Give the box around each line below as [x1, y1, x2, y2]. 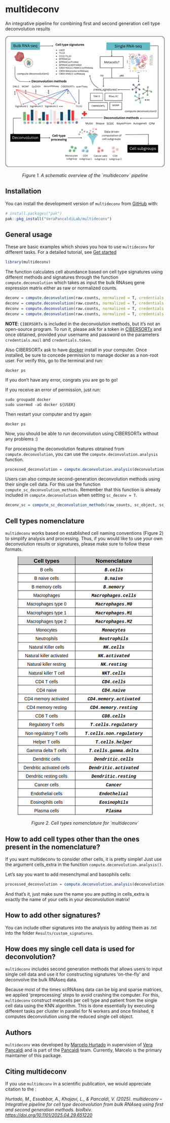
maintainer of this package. [5, 1052, 62, 1059]
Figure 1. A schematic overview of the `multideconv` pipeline [22, 172, 148, 178]
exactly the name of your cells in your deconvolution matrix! [5, 896, 130, 902]
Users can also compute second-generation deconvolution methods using [5, 476, 160, 482]
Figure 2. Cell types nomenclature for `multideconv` [31, 820, 139, 826]
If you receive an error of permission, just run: [5, 387, 101, 393]
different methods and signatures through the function [5, 274, 119, 280]
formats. [5, 547, 23, 553]
